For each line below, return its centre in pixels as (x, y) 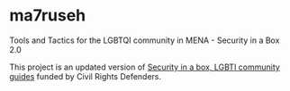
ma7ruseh (48, 16)
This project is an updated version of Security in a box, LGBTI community (145, 67)
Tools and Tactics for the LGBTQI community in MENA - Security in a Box (145, 40)
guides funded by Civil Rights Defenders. (86, 76)
